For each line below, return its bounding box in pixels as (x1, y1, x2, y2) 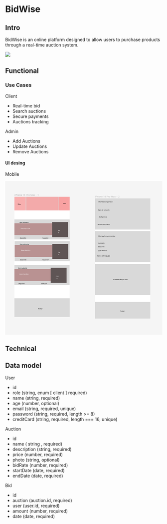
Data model (5, 361, 41, 370)
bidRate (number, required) (12, 462, 68, 468)
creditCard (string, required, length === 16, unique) (12, 416, 118, 422)
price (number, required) (12, 451, 63, 458)
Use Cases (5, 81, 32, 88)
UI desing (5, 160, 25, 166)
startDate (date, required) (12, 467, 65, 473)
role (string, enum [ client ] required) (12, 390, 87, 396)
